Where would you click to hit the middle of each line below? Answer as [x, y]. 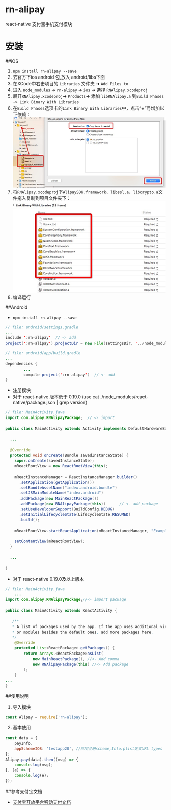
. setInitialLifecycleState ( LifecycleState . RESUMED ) [75, 514]
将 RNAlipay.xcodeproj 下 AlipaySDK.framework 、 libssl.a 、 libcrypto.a [85, 192]
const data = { [21, 738]
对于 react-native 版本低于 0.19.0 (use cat [56, 397]
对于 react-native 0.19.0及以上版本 [48, 579]
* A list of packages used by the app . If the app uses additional [85, 626]
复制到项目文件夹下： [49, 198]
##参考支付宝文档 [24, 791]
